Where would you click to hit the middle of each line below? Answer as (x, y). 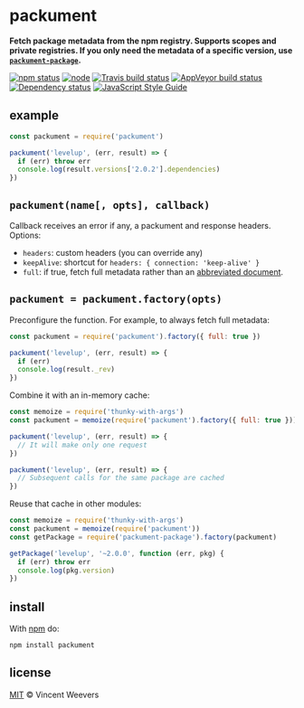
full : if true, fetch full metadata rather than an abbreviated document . (152, 271)
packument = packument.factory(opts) (116, 299)
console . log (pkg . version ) (66, 571)
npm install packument (52, 646)
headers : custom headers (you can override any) (113, 252)
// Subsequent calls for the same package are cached (121, 478)
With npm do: (35, 628)
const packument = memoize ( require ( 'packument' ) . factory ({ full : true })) (153, 420)
